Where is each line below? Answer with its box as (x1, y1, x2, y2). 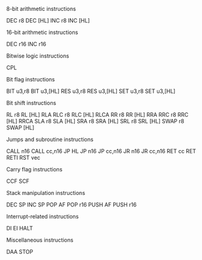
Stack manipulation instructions (6, 190, 85, 196)
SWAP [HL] (6, 124, 35, 131)
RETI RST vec (6, 154, 41, 161)
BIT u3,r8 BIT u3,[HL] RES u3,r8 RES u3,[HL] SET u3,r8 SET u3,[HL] (6, 87, 176, 95)
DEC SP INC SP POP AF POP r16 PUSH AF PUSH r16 (6, 201, 137, 208)
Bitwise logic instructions (6, 52, 69, 60)
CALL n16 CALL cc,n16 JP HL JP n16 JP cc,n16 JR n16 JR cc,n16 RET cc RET (6, 148, 197, 154)
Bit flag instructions (6, 76, 55, 83)
